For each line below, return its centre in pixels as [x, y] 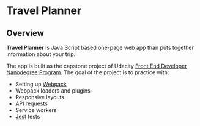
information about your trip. [41, 54]
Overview [25, 33]
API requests [31, 103]
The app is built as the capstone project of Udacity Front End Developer [97, 66]
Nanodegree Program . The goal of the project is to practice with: [88, 72]
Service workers [36, 110]
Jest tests [28, 117]
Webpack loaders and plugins [53, 91]
